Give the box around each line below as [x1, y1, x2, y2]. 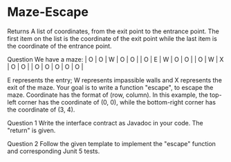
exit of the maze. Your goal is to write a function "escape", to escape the [7, 83, 214, 91]
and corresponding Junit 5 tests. [7, 147, 100, 155]
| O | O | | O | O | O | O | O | [7, 62, 84, 71]
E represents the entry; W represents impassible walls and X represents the [7, 75, 223, 84]
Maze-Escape [7, 4, 89, 20]
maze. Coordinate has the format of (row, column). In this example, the [7, 91, 209, 99]
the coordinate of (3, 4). [7, 105, 75, 114]
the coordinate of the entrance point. [7, 42, 112, 50]
